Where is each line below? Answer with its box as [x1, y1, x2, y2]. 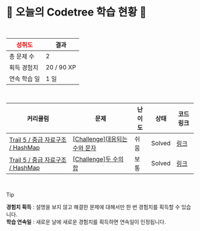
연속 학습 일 [9, 74, 40, 83]
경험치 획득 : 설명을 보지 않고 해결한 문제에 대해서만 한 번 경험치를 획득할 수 [6, 203, 180, 210]
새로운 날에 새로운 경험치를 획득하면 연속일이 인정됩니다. [35, 218, 167, 225]
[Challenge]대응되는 [72, 135, 128, 143]
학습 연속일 [6, 218, 32, 225]
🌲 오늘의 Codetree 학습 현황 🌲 [6, 5, 147, 19]
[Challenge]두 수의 [72, 155, 124, 163]
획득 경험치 [9, 63, 39, 71]
